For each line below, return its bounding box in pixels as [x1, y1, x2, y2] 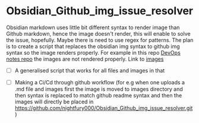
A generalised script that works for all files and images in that [14, 67, 165, 74]
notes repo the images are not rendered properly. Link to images [6, 55, 164, 62]
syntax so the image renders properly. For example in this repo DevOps [6, 49, 181, 56]
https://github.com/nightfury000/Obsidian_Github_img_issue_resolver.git [14, 105, 193, 112]
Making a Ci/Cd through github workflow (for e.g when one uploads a [14, 79, 185, 86]
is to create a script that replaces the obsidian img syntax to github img [6, 43, 180, 50]
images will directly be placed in [14, 98, 94, 105]
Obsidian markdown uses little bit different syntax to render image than [6, 24, 180, 31]
